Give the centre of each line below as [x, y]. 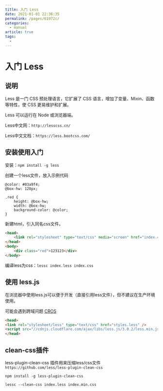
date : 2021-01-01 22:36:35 [32, 14]
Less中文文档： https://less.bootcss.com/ [48, 135]
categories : [17, 23]
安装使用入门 [24, 153]
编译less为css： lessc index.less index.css [49, 265]
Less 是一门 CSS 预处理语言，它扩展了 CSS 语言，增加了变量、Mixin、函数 [80, 98]
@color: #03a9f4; [23, 184]
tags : [10, 37]
